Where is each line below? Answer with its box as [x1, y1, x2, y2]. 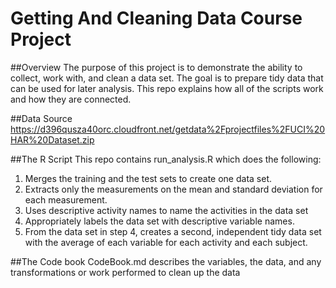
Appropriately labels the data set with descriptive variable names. [24, 215, 295, 227]
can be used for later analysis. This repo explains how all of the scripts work [10, 82, 324, 94]
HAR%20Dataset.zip [10, 133, 95, 146]
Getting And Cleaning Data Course [10, 7, 303, 30]
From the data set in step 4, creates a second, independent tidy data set [24, 225, 322, 237]
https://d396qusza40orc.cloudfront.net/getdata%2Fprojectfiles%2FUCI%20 [10, 123, 326, 135]
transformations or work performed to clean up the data [10, 266, 241, 278]
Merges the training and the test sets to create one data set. [24, 172, 272, 184]
